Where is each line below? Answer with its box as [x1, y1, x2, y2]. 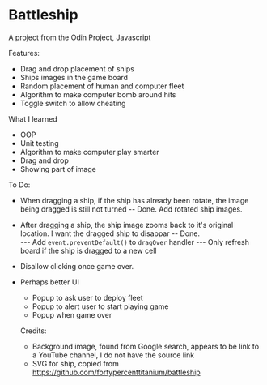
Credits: [19, 326, 47, 336]
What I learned [8, 113, 58, 123]
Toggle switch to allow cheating [19, 98, 126, 108]
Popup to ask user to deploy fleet [32, 293, 143, 302]
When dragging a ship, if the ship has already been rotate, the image [19, 195, 249, 205]
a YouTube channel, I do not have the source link [32, 350, 195, 360]
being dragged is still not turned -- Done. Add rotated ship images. [19, 204, 243, 214]
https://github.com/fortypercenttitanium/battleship [32, 367, 201, 377]
